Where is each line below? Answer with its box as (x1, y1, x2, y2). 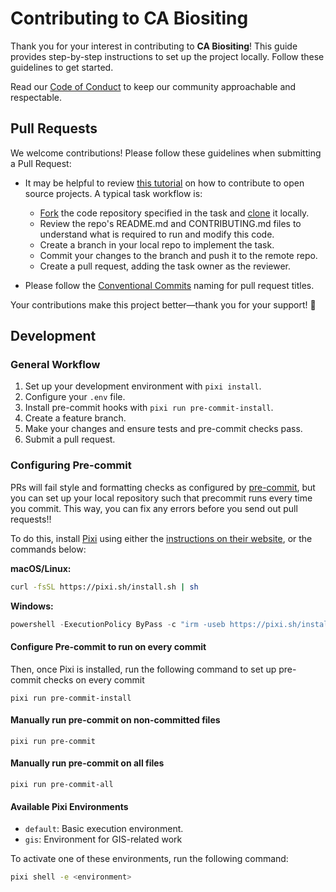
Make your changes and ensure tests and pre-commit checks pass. (24, 423, 303, 435)
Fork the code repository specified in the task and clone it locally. (39, 207, 310, 219)
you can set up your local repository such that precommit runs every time (10, 492, 313, 504)
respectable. (10, 91, 62, 103)
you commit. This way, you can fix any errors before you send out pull (10, 502, 298, 514)
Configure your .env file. (24, 391, 126, 403)
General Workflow (10, 358, 101, 372)
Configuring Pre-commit (10, 458, 132, 472)
